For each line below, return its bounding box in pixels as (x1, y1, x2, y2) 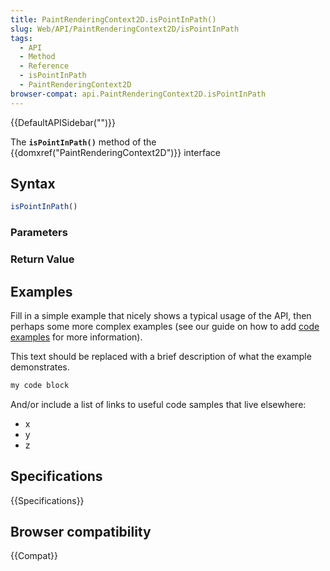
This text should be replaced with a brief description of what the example (10, 350, 312, 362)
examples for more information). (10, 331, 143, 343)
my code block (10, 380, 70, 390)
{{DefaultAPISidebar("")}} (10, 116, 116, 128)
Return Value (10, 252, 75, 266)
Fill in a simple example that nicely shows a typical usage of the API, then (10, 309, 312, 321)
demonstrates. (10, 361, 70, 373)
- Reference (19, 61, 70, 71)
